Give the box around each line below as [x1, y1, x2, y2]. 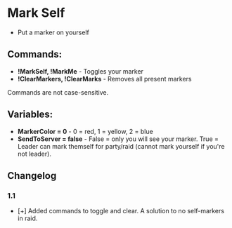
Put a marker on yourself [17, 28, 89, 36]
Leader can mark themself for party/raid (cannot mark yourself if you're [17, 142, 225, 150]
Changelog [7, 170, 57, 182]
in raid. [17, 214, 38, 222]
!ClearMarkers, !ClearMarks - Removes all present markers [17, 74, 192, 83]
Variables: [7, 109, 53, 121]
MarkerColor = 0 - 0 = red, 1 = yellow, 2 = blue [17, 127, 153, 135]
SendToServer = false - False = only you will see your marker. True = [17, 135, 219, 143]
